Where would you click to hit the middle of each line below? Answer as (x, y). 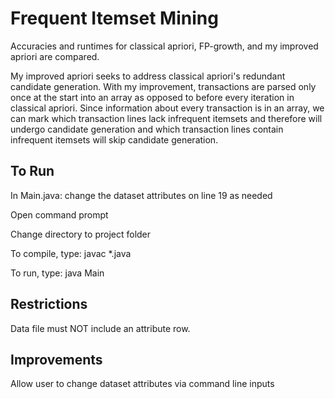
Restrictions (49, 304)
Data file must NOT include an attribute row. (100, 328)
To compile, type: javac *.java (71, 253)
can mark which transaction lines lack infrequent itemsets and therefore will (166, 118)
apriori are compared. (55, 56)
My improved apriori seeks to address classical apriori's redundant (148, 76)
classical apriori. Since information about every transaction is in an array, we (167, 108)
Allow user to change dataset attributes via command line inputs (142, 384)
